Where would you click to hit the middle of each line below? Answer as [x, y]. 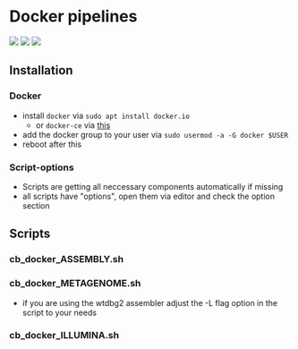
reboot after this [52, 144]
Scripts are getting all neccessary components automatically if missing [153, 186]
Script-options [42, 167]
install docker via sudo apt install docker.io [106, 115]
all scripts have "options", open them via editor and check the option [149, 196]
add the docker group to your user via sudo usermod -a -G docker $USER [155, 134]
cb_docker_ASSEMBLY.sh [66, 260]
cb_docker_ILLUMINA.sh [64, 336]
